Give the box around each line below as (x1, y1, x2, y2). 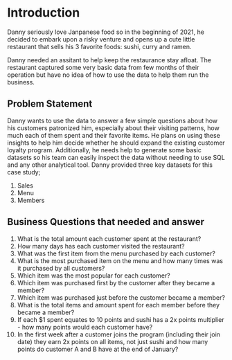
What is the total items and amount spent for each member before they (17, 300, 220, 309)
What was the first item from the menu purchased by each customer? (17, 249, 216, 258)
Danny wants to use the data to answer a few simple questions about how (7, 116, 218, 125)
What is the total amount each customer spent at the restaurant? (17, 234, 202, 243)
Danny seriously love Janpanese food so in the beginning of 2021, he (7, 28, 204, 36)
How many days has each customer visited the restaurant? (17, 242, 185, 250)
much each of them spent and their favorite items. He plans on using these (7, 131, 220, 139)
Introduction (7, 5, 80, 21)
